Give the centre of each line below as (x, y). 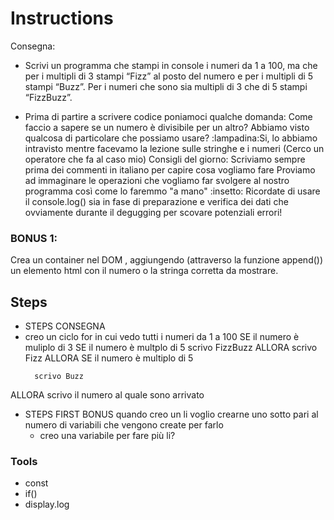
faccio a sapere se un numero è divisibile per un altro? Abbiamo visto (167, 127)
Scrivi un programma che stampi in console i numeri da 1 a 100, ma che (171, 65)
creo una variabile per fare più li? (107, 436)
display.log (47, 504)
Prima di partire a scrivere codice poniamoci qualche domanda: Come (168, 116)
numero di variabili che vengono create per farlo (124, 425)
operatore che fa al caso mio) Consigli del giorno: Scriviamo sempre (165, 159)
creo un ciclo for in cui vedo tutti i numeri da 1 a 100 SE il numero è (162, 337)
